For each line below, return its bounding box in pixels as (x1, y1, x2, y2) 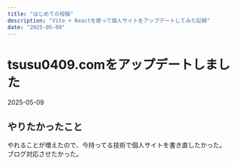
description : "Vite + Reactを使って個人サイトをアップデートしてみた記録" (7, 17, 211, 24)
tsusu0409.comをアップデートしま (7, 56, 218, 73)
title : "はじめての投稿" (7, 10, 74, 18)
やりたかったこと (7, 120, 83, 132)
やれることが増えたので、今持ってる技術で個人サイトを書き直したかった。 (7, 141, 226, 149)
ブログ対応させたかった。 (7, 150, 83, 159)
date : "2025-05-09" (7, 23, 66, 31)
